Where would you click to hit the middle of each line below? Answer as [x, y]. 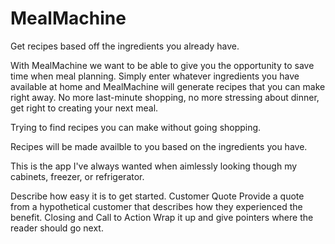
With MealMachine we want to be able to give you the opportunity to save [162, 65]
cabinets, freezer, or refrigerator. [77, 176]
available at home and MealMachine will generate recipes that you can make [168, 86]
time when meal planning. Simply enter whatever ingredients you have [155, 76]
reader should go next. [57, 228]
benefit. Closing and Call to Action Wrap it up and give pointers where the [162, 217]
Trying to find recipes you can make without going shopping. [136, 127]
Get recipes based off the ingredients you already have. [125, 46]
